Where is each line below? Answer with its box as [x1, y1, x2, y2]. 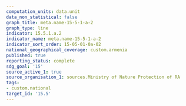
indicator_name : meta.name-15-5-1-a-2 [6, 36, 101, 42]
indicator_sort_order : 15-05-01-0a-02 [6, 42, 101, 48]
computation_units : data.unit [6, 8, 81, 15]
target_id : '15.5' [6, 91, 51, 97]
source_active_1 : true [6, 69, 62, 75]
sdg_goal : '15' [6, 63, 44, 69]
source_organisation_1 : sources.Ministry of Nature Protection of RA [6, 74, 181, 80]
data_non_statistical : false [6, 14, 78, 20]
